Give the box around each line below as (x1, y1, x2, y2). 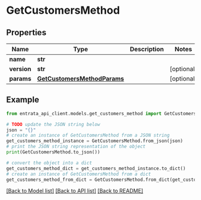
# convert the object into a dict (6, 159, 93, 166)
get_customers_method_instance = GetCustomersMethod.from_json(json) (6, 138, 184, 144)
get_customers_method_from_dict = (6, 177, 93, 183)
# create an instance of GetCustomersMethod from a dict (6, 171, 151, 177)
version (9, 65, 32, 73)
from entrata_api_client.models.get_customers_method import (6, 110, 162, 116)
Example (6, 95, 39, 105)
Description (129, 45, 165, 53)
